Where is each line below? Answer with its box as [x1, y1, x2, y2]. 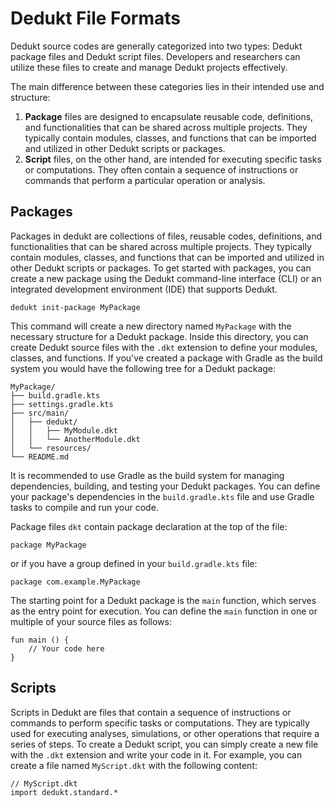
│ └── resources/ [10, 443, 92, 453]
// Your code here [28, 643, 105, 654]
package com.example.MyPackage [10, 577, 141, 587]
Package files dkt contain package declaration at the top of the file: [10, 520, 288, 532]
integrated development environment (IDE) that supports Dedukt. [10, 283, 278, 295]
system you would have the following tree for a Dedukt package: [10, 362, 277, 374]
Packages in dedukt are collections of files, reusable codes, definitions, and [10, 230, 323, 242]
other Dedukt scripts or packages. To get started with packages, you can [10, 262, 312, 274]
